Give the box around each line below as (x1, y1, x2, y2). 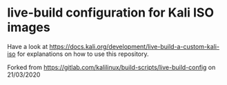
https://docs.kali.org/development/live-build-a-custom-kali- (49, 42, 219, 50)
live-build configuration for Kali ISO (7, 5, 215, 21)
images (7, 19, 50, 35)
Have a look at (7, 42, 48, 50)
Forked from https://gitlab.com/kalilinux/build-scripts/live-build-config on (7, 63, 216, 71)
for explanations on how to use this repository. (17, 50, 150, 58)
